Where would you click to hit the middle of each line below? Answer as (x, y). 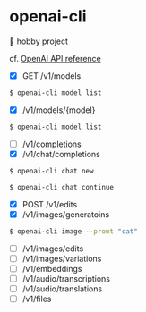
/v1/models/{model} (59, 110)
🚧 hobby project (39, 41)
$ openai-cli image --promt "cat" (74, 231)
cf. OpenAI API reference (55, 58)
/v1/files (37, 299)
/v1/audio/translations (62, 289)
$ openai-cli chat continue (62, 187)
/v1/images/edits (53, 249)
